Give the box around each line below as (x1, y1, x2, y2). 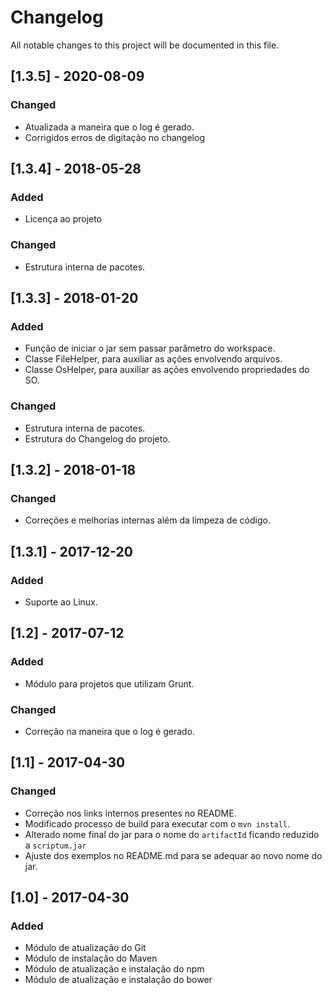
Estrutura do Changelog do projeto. (24, 432, 171, 445)
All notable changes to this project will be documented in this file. (10, 39, 280, 51)
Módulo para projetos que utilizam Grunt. (24, 677, 195, 690)
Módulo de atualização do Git (24, 942, 147, 954)
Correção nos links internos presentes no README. (24, 807, 237, 819)
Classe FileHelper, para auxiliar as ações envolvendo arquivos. (24, 353, 283, 365)
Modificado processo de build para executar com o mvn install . (24, 817, 291, 830)
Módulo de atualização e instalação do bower (24, 974, 213, 986)
